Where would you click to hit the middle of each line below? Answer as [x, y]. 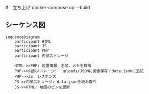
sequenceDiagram [22, 37]
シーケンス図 [25, 25]
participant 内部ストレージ [42, 56]
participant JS [31, 46]
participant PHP [32, 50]
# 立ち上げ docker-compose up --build [48, 7]
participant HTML [33, 41]
